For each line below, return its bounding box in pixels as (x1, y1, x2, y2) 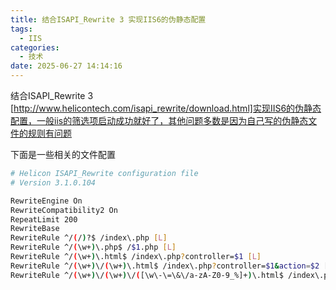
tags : (10, 24, 33, 34)
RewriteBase (10, 224, 60, 234)
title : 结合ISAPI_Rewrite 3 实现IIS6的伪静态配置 (10, 14, 207, 25)
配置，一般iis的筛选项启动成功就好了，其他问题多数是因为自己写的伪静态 (10, 115, 309, 126)
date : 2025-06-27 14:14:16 (10, 61, 123, 71)
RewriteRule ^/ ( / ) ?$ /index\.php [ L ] (10, 233, 168, 243)
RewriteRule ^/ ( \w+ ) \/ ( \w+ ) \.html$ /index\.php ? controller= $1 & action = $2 (10, 261, 320, 271)
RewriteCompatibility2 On (10, 205, 118, 215)
